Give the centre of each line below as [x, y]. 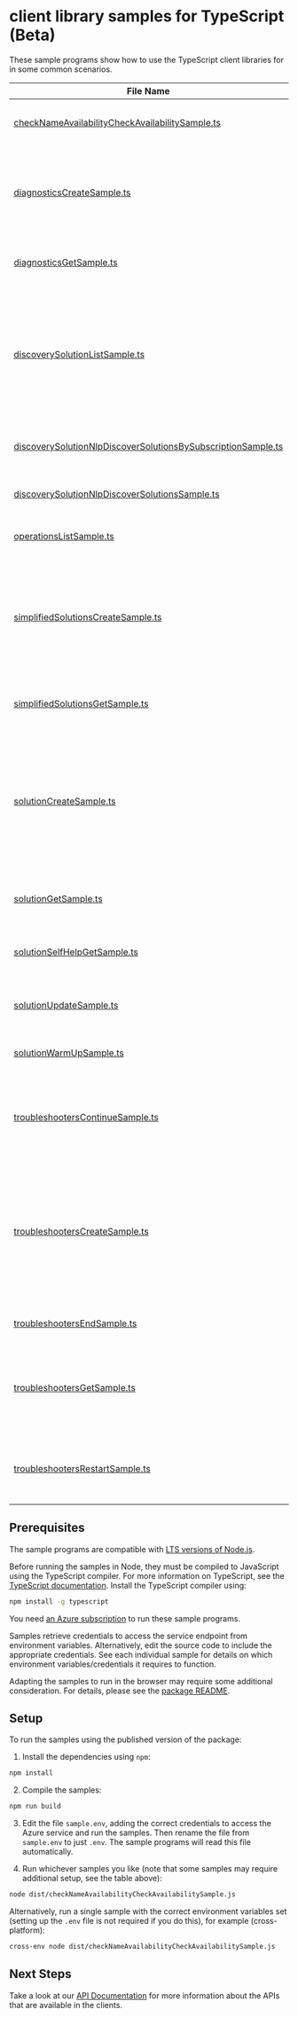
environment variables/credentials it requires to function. [113, 1664]
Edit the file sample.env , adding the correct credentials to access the [147, 1824]
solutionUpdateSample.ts [66, 1005]
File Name [149, 90]
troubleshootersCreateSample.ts [81, 1231]
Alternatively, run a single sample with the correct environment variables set [148, 1911]
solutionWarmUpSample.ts [69, 1053]
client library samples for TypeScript [147, 16]
